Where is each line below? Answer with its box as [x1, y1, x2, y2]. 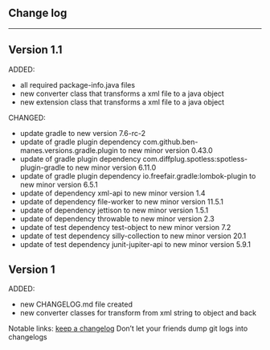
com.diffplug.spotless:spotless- [142, 154, 247, 163]
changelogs [8, 332, 47, 342]
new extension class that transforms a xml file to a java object [19, 97, 225, 107]
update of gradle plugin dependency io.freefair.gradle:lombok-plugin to [19, 171, 256, 180]
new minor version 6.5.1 [19, 179, 98, 189]
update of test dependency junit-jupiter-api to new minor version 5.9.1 [19, 239, 252, 249]
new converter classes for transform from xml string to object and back [19, 308, 257, 318]
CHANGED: [8, 113, 46, 122]
